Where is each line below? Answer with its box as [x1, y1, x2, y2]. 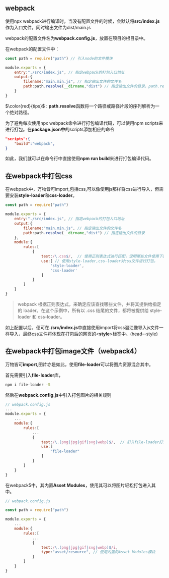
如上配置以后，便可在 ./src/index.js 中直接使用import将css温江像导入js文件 [5, 324, 159, 330]
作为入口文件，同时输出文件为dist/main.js [5, 24, 91, 30]
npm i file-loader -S [5, 382, 51, 387]
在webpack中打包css [5, 172, 73, 180]
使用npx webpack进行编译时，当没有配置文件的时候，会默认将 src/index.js [5, 18, 160, 24]
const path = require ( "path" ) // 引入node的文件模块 [5, 56, 113, 61]
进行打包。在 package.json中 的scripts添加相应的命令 [5, 126, 115, 132]
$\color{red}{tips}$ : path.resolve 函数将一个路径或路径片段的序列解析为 [5, 103, 155, 109]
